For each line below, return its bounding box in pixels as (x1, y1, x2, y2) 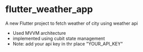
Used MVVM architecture (12, 30, 66, 36)
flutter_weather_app (5, 4, 93, 15)
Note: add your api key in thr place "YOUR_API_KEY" (12, 40, 123, 46)
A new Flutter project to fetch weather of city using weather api (5, 20, 138, 26)
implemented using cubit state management (12, 35, 105, 41)
